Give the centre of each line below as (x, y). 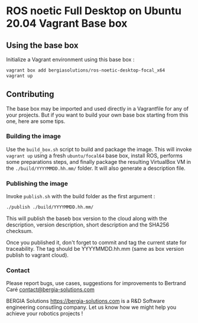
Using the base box (42, 45)
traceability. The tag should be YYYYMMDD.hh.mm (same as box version (95, 249)
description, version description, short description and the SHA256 (88, 225)
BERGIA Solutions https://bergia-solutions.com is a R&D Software (86, 301)
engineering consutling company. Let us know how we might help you (91, 307)
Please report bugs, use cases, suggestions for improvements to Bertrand (96, 283)
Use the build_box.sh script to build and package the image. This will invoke (99, 149)
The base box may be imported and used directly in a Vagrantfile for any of (98, 108)
